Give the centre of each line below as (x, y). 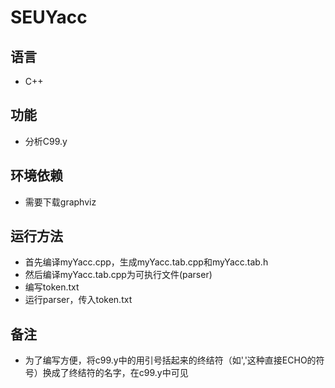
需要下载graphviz (60, 202)
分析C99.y (46, 141)
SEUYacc (49, 17)
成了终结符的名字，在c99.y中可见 (120, 373)
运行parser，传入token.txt (78, 300)
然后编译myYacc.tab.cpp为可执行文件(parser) (118, 275)
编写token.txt (52, 287)
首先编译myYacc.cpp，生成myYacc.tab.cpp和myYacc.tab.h (146, 262)
